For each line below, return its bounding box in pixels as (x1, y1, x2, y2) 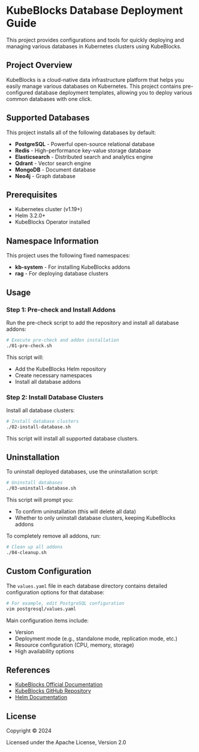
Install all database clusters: (6, 407, 75, 414)
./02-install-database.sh (6, 424, 71, 430)
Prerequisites (6, 190, 58, 200)
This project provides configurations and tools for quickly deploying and (6, 36, 185, 43)
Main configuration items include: (6, 617, 89, 624)
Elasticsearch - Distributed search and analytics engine (14, 153, 153, 160)
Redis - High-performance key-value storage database (14, 147, 151, 154)
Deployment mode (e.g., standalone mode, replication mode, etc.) (14, 635, 178, 642)
